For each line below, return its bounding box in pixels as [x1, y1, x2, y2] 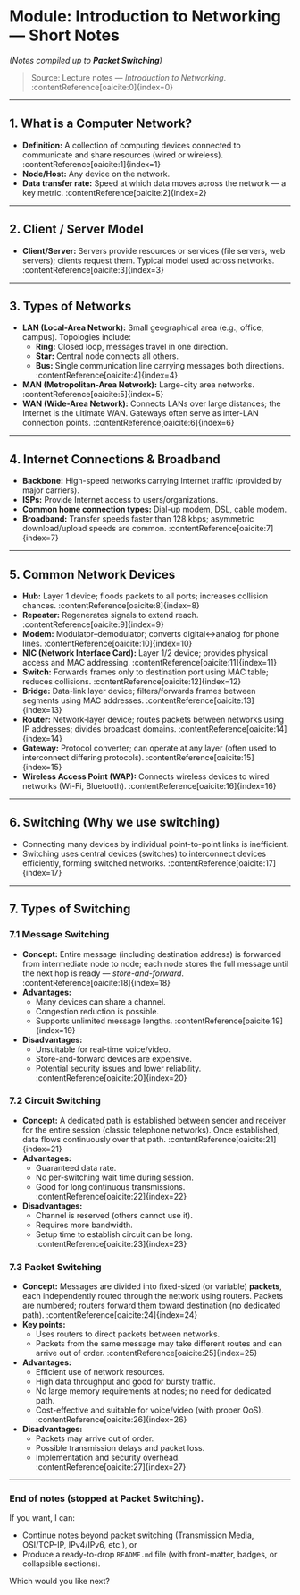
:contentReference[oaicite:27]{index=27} [35, 1462, 187, 1472]
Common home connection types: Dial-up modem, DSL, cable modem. [21, 504, 287, 515]
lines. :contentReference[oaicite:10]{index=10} [21, 638, 193, 649]
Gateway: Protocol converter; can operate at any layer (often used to [21, 742, 277, 753]
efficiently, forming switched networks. [21, 857, 167, 869]
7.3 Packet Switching [9, 1260, 102, 1273]
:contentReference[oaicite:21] [168, 1133, 277, 1144]
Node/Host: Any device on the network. [21, 168, 171, 179]
